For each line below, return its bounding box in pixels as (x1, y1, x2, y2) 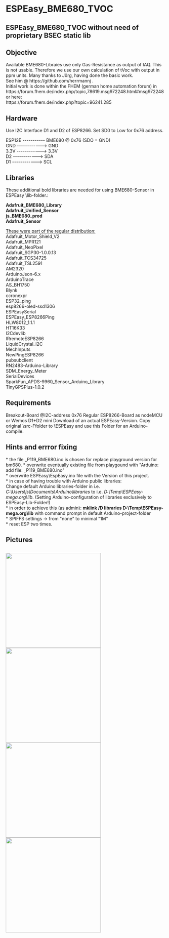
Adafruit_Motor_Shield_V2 (6, 233, 60, 239)
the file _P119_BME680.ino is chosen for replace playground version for (9, 456, 157, 462)
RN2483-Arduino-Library (6, 362, 58, 369)
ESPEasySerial (6, 309, 36, 315)
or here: (6, 94, 22, 100)
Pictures (6, 536, 33, 544)
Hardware (6, 114, 37, 123)
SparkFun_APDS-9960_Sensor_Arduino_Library (6, 379, 105, 385)
